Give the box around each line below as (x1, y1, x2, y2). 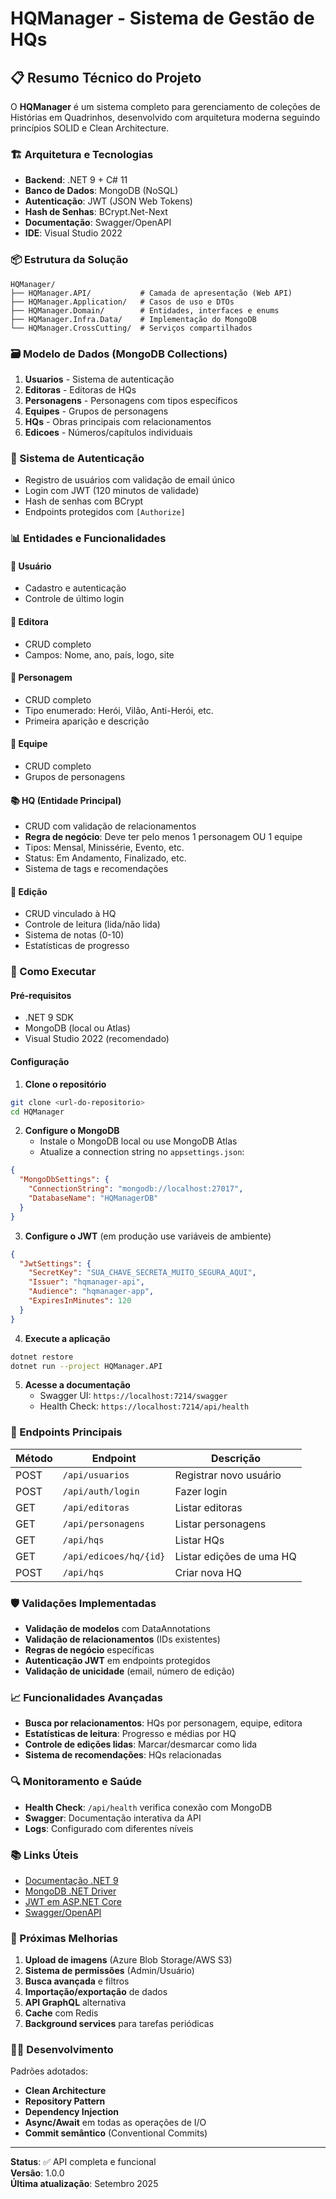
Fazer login (174, 1484, 228, 1498)
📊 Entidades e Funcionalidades (10, 532, 167, 546)
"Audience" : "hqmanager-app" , (28, 1287, 155, 1297)
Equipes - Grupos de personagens (24, 405, 169, 417)
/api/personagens (62, 1518, 145, 1529)
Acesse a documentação (24, 1379, 131, 1391)
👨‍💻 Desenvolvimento (10, 2043, 114, 2057)
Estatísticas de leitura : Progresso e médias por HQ (24, 1728, 237, 1740)
